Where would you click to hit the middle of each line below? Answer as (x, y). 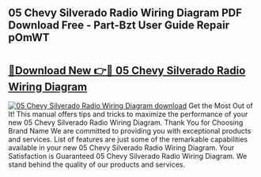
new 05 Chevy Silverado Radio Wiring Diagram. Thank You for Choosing (126, 122)
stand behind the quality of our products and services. (97, 164)
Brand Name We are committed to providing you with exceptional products (130, 131)
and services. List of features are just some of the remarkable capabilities (128, 139)
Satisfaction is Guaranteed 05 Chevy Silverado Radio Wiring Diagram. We (128, 156)
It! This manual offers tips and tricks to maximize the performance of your (128, 114)
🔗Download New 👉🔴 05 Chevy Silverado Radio (127, 70)
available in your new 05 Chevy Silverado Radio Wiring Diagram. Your (121, 148)
